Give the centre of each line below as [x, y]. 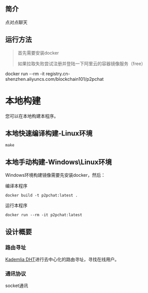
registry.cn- [58, 74]
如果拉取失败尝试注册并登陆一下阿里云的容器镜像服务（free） [82, 63]
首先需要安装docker [38, 53]
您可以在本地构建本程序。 [32, 116]
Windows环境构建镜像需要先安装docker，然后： [55, 175]
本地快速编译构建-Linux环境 [49, 133]
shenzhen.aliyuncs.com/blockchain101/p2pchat [55, 79]
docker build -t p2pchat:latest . [42, 196]
